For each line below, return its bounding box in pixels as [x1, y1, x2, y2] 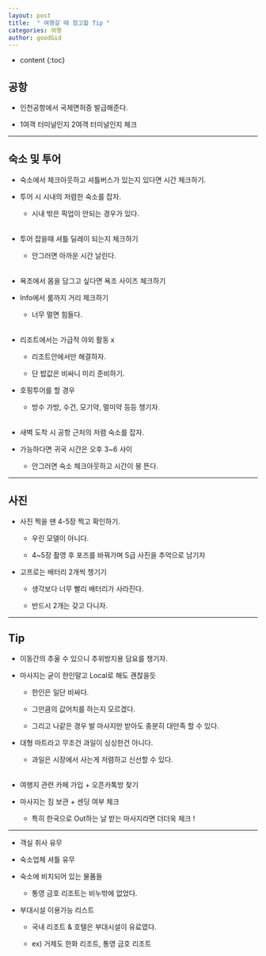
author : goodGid [8, 33, 62, 42]
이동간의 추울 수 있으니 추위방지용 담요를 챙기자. [19, 653, 168, 663]
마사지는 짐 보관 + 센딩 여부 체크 [19, 797, 120, 806]
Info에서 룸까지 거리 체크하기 [19, 292, 109, 302]
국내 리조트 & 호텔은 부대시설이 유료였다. [31, 922, 157, 931]
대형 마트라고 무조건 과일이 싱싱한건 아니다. [19, 737, 154, 747]
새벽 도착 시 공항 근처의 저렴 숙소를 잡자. [19, 427, 145, 436]
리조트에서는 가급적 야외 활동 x [19, 334, 115, 345]
